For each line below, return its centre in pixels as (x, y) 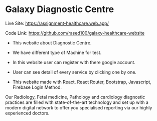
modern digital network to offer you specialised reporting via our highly (79, 107)
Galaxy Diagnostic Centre (60, 9)
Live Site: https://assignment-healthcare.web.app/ (57, 23)
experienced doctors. (27, 113)
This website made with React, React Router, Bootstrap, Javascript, (82, 82)
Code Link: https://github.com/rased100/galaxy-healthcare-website (75, 33)
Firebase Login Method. (37, 87)
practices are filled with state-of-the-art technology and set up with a (77, 102)
